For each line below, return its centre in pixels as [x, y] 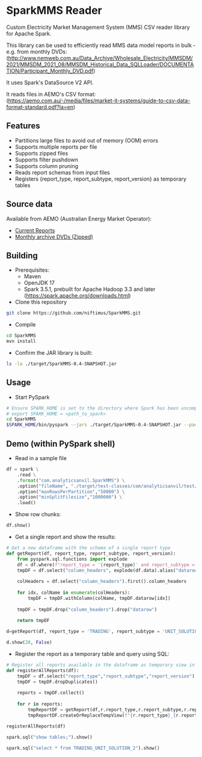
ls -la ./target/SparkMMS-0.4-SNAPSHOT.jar [62, 364]
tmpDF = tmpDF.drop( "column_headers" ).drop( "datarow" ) [87, 609]
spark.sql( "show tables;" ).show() [50, 737]
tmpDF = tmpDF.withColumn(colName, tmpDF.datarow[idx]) [99, 598]
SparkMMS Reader [54, 11]
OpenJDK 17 [39, 283]
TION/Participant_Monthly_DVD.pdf [50, 70]
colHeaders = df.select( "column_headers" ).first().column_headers [102, 582]
